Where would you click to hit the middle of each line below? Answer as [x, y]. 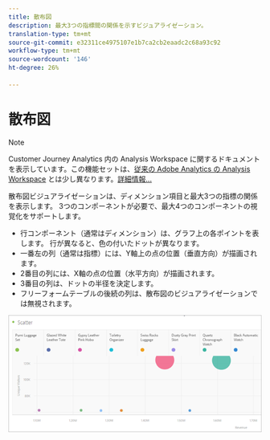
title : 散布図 [30, 17]
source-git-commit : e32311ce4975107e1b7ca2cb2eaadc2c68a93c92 [115, 43]
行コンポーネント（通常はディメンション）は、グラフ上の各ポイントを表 [139, 233]
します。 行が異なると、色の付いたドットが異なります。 [112, 243]
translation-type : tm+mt [50, 34]
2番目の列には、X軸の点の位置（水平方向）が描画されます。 [119, 273]
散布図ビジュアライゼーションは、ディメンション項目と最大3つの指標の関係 [133, 196]
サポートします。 [57, 216]
